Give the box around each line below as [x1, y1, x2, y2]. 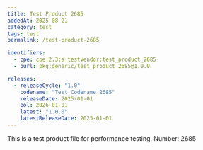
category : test [7, 23, 52, 30]
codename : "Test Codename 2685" [20, 88, 115, 96]
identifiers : [7, 50, 46, 57]
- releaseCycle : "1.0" [13, 82, 81, 89]
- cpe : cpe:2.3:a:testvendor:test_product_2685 [13, 56, 157, 64]
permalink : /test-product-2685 [7, 37, 100, 44]
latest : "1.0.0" [20, 108, 69, 115]
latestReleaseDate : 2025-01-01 [20, 115, 112, 122]
